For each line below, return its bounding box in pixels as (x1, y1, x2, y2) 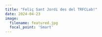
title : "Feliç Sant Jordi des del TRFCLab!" (5, 7, 98, 12)
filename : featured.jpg (9, 20, 58, 25)
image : (5, 16, 19, 21)
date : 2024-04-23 (5, 12, 41, 16)
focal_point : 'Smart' (9, 25, 54, 30)
